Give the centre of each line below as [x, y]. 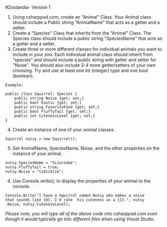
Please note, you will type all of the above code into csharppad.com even [81, 214]
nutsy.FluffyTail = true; [32, 167]
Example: [14, 85]
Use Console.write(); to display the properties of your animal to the [81, 181]
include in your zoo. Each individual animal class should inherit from [82, 54]
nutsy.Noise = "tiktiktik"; [35, 172]
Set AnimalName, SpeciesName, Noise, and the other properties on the [86, 148]
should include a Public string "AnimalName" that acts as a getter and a [86, 22]
